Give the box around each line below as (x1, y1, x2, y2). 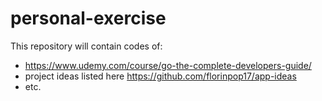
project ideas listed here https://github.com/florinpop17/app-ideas (24, 70, 297, 82)
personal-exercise (10, 7, 167, 30)
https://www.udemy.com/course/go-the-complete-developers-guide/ (24, 59, 312, 71)
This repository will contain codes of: (10, 40, 163, 52)
